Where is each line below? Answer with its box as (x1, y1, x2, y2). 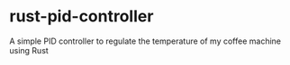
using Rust (9, 45, 50, 55)
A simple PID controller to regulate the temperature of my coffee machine (9, 36, 282, 46)
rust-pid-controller (9, 6, 154, 27)
